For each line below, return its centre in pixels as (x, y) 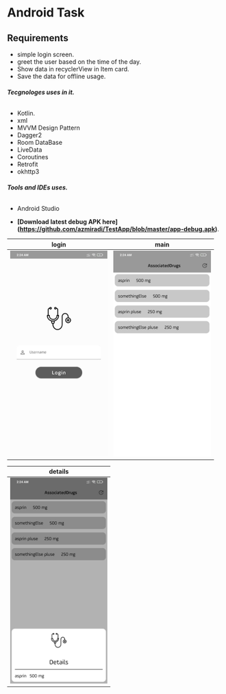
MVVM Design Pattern (49, 128)
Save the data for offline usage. (61, 76)
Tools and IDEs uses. (38, 187)
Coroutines (33, 157)
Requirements (38, 38)
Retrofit (27, 164)
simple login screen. (45, 54)
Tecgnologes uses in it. (41, 92)
